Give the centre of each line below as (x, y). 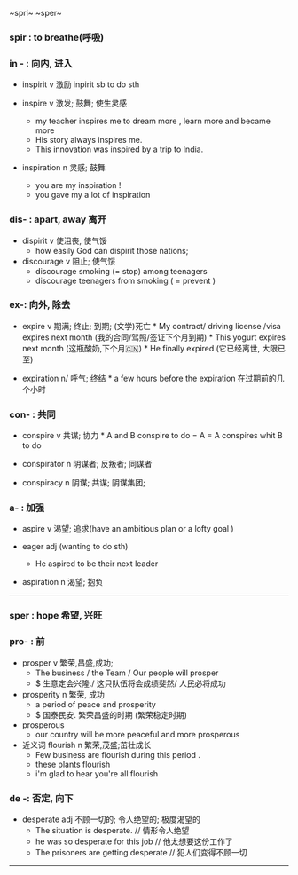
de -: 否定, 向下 (41, 798)
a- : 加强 (27, 508)
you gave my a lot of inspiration (93, 195)
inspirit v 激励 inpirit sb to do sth (81, 84)
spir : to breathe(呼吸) (57, 37)
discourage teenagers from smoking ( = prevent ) (125, 280)
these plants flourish (73, 764)
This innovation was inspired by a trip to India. (119, 149)
